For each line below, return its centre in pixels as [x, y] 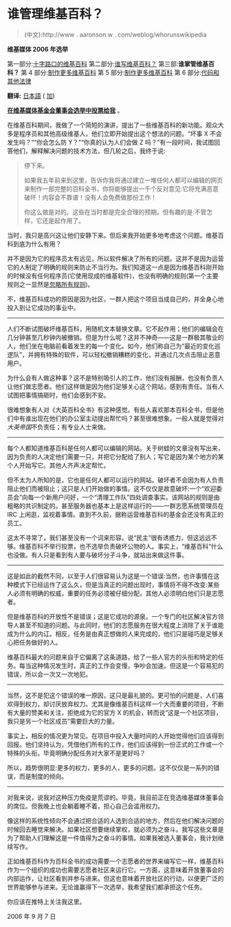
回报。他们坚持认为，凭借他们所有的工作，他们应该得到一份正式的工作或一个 [115, 744]
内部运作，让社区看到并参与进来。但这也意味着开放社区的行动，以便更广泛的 [115, 878]
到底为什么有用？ [37, 244]
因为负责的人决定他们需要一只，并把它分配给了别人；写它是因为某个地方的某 [115, 456]
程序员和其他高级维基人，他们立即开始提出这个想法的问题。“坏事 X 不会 [120, 133]
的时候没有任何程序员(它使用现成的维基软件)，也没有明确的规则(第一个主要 [113, 276]
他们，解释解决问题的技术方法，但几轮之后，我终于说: [89, 151]
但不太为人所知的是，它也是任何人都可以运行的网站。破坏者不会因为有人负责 [115, 480]
